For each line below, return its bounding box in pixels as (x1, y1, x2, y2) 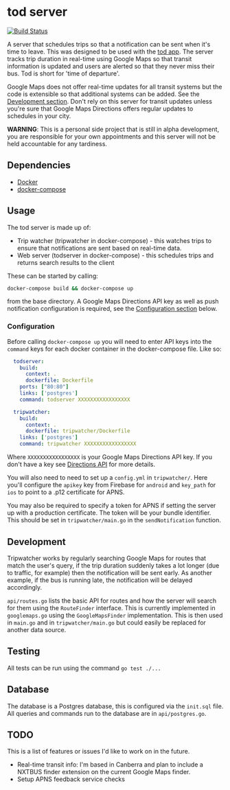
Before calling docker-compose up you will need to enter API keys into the (7, 337, 212, 345)
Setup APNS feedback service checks (16, 775, 126, 783)
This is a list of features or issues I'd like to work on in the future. (7, 747, 190, 756)
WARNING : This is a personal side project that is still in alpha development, (7, 125, 220, 133)
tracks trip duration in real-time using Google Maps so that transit (7, 54, 192, 62)
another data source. (7, 625, 67, 634)
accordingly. (7, 583, 43, 591)
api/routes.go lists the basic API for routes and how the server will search (7, 596, 217, 605)
